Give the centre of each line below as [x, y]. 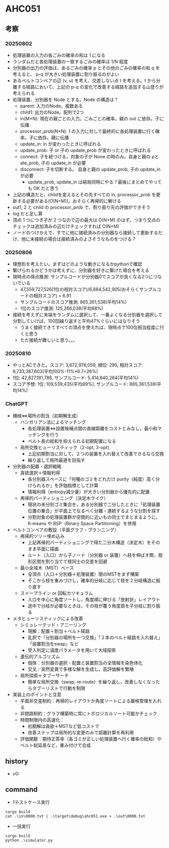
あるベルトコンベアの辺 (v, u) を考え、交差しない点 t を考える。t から [84, 80]
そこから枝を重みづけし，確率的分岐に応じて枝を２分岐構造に [92, 580]
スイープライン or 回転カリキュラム [57, 593]
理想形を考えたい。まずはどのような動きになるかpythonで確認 [77, 264]
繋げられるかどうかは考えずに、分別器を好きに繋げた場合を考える [81, 270]
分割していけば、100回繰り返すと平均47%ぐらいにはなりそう [76, 321]
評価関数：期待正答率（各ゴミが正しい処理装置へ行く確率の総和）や [91, 739]
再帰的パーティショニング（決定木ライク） [64, 498]
